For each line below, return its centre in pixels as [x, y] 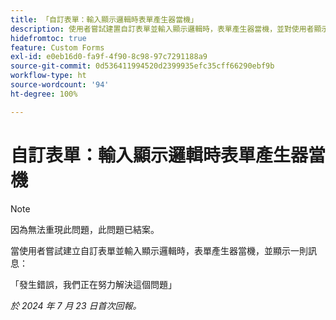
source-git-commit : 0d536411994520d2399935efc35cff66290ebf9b [142, 66]
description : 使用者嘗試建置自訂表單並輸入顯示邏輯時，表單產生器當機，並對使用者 [162, 29]
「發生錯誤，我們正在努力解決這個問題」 [93, 284]
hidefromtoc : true [48, 38]
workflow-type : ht [48, 76]
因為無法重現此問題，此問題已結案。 [85, 229]
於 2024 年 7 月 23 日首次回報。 [76, 305]
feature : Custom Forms [57, 47]
